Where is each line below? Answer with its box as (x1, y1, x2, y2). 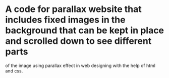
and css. (5, 67, 23, 73)
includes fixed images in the (5, 14, 126, 25)
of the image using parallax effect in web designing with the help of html (5, 62, 155, 68)
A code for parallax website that (5, 3, 142, 15)
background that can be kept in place (5, 25, 164, 36)
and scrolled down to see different (5, 35, 152, 47)
